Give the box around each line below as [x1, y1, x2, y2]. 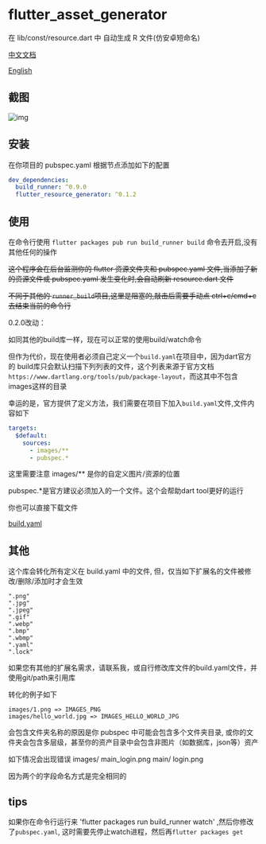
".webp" [8, 620, 34, 628]
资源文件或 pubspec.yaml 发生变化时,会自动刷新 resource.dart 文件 [14, 274, 234, 283]
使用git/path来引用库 [8, 673, 76, 683]
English [8, 65, 33, 75]
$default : [15, 431, 48, 439]
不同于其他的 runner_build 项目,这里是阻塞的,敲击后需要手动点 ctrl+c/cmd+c [8, 291, 256, 300]
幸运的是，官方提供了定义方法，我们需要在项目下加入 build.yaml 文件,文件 [8, 399, 248, 407]
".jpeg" [8, 606, 34, 614]
